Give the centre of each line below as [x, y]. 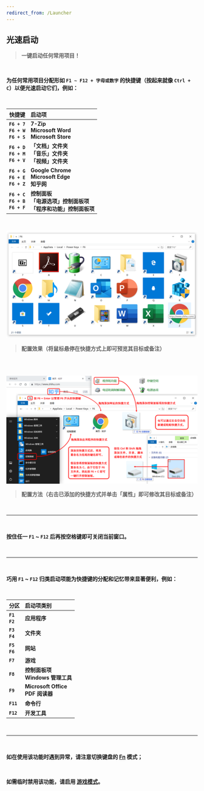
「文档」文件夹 [49, 146]
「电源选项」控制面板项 [59, 201]
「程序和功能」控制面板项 [62, 209]
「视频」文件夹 [49, 161]
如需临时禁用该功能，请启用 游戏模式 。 [55, 782]
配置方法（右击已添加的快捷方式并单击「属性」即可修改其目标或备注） [109, 495]
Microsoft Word [50, 131]
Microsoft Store [50, 137]
